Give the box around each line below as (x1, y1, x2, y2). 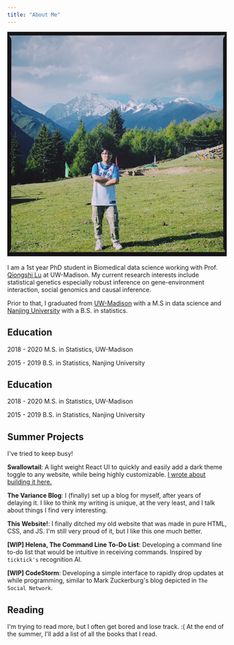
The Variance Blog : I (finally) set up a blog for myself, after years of (7, 492, 201, 500)
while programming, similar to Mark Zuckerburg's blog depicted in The (7, 576, 208, 585)
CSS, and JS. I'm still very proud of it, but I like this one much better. (7, 527, 203, 536)
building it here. (7, 478, 52, 486)
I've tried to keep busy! (7, 450, 73, 458)
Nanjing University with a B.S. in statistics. (7, 306, 128, 314)
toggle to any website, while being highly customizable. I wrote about (7, 471, 206, 479)
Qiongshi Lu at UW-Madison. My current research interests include (7, 271, 200, 279)
